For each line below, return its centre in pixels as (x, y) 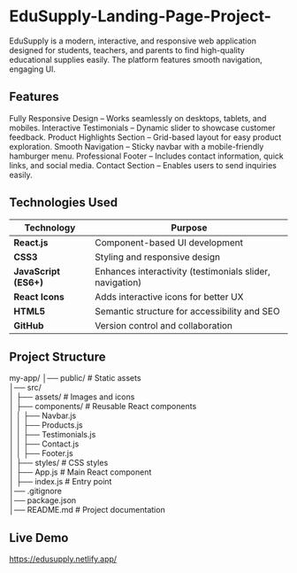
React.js (31, 243)
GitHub (29, 325)
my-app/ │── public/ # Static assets (75, 378)
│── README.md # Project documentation (87, 510)
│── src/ (25, 388)
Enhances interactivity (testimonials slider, (183, 271)
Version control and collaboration (164, 325)
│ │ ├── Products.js (46, 425)
